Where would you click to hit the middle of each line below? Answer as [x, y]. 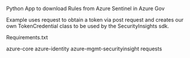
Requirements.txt [27, 37]
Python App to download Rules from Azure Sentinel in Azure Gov [85, 8]
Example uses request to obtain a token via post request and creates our [95, 20]
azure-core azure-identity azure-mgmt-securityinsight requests [84, 49]
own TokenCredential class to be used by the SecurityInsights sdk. [88, 26]
